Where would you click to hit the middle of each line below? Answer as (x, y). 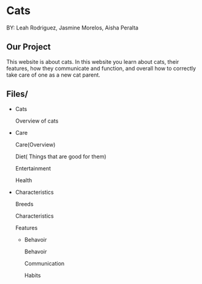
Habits (32, 275)
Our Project (28, 47)
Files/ (17, 94)
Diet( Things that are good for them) (61, 156)
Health (24, 180)
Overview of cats (37, 121)
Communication (44, 263)
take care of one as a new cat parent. (54, 75)
